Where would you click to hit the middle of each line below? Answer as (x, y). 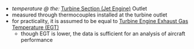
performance (37, 40)
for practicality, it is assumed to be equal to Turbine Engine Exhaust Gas (100, 21)
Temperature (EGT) (35, 27)
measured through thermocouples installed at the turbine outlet (90, 15)
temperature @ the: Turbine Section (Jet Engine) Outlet (79, 9)
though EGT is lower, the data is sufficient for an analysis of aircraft (103, 34)
